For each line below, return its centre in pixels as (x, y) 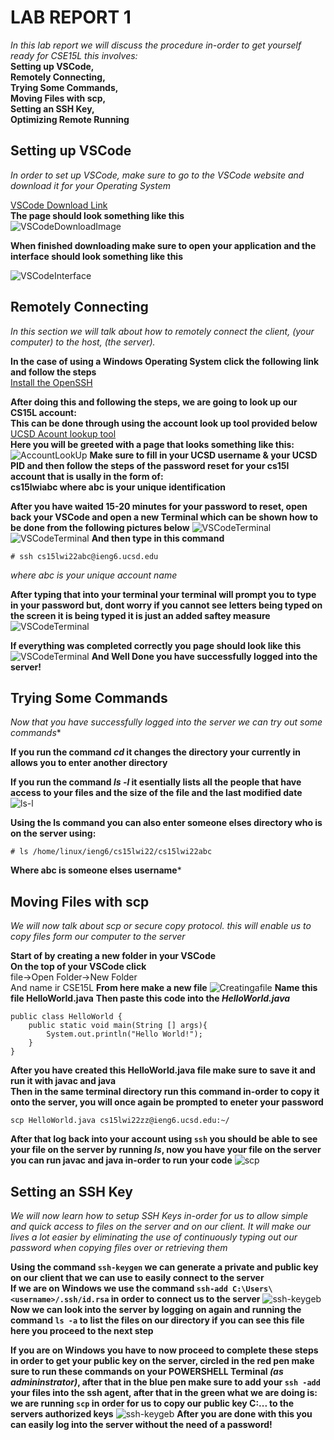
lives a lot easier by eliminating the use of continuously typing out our (154, 1237)
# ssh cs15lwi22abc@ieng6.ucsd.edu (84, 556)
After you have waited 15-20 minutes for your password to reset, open (159, 506)
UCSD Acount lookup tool (63, 433)
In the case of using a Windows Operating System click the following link (165, 361)
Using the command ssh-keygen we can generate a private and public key (164, 1267)
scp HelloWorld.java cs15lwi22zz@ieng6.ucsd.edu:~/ (120, 1121)
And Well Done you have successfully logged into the (204, 656)
